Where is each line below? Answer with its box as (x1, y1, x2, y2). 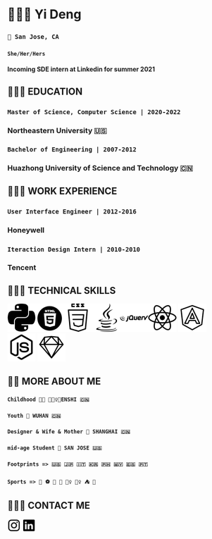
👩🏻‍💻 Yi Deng (7, 6, 82, 23)
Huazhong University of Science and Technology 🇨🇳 (7, 163, 194, 173)
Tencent (7, 263, 37, 273)
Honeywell (7, 225, 45, 235)
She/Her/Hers (7, 50, 46, 57)
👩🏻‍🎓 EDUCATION (7, 85, 83, 97)
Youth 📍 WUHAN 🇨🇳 (7, 412, 61, 419)
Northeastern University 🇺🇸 (7, 125, 107, 135)
